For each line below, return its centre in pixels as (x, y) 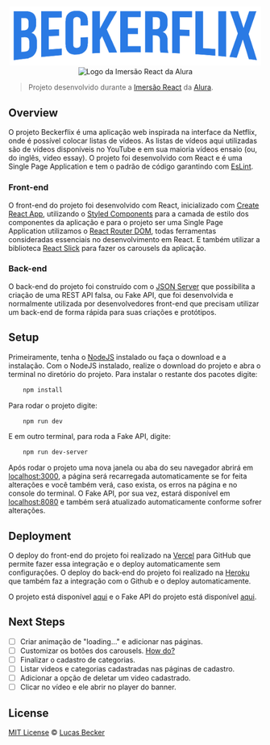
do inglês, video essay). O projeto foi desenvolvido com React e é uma (126, 158)
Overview (33, 113)
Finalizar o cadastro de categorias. (77, 660)
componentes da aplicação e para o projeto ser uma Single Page (116, 222)
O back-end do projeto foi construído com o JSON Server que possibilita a (132, 286)
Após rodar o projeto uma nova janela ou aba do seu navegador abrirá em (131, 468)
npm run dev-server (56, 452)
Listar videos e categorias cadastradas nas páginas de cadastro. (127, 669)
